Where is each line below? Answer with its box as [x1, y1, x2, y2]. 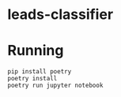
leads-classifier [7, 6, 114, 24]
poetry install [7, 75, 58, 83]
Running [7, 42, 64, 60]
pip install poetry [7, 68, 72, 76]
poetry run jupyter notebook [7, 81, 104, 90]
